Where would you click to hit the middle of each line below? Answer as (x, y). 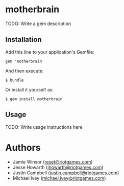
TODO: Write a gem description (38, 24)
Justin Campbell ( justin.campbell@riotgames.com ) (66, 173)
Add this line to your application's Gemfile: (50, 52)
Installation (23, 40)
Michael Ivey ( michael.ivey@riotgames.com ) (59, 178)
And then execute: (24, 71)
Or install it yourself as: (29, 89)
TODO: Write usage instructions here (44, 127)
